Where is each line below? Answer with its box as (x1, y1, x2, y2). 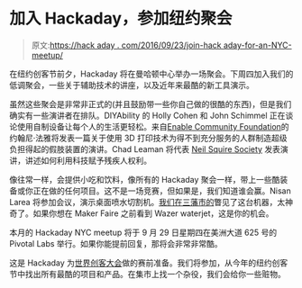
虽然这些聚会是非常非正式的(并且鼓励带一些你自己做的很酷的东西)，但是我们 (9, 98, 292, 109)
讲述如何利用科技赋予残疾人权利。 (24, 155, 151, 166)
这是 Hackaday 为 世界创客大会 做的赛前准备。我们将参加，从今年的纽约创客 (9, 257, 288, 268)
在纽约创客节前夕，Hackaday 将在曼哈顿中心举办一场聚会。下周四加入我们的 (9, 68, 294, 79)
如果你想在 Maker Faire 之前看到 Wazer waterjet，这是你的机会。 (32, 208, 274, 219)
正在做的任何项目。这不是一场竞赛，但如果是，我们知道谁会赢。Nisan (32, 185, 291, 196)
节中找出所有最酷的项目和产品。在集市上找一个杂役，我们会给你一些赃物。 (9, 268, 286, 279)
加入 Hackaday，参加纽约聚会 (9, 8, 233, 29)
